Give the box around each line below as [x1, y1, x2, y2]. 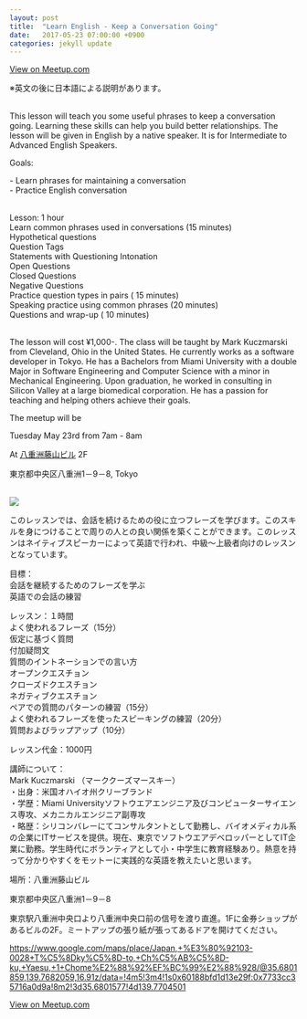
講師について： [9, 763, 66, 774]
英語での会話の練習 [9, 591, 82, 603]
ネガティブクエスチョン [9, 690, 98, 701]
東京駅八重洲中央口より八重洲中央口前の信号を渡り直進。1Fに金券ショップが [9, 913, 298, 924]
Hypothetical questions [9, 232, 98, 243]
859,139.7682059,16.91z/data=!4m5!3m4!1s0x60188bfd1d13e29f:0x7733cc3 [9, 972, 296, 982]
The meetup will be [9, 413, 82, 424]
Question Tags [9, 241, 64, 252]
